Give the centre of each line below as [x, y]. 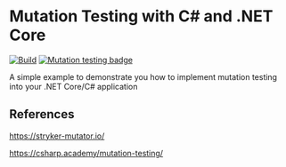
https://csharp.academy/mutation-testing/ [86, 153]
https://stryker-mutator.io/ [57, 136]
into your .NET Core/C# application [74, 86]
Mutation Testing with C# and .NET [141, 16]
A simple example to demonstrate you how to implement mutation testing [143, 76]
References [42, 114]
